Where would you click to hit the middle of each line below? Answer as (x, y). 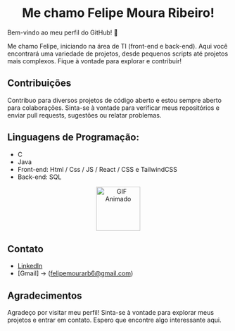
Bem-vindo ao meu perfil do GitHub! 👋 (63, 32)
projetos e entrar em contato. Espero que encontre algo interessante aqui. (114, 320)
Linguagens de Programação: (73, 138)
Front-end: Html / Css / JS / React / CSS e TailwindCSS (97, 169)
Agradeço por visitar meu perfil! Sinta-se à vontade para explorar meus (111, 313)
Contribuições (39, 83)
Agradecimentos (45, 295)
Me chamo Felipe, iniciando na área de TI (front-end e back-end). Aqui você (118, 46)
